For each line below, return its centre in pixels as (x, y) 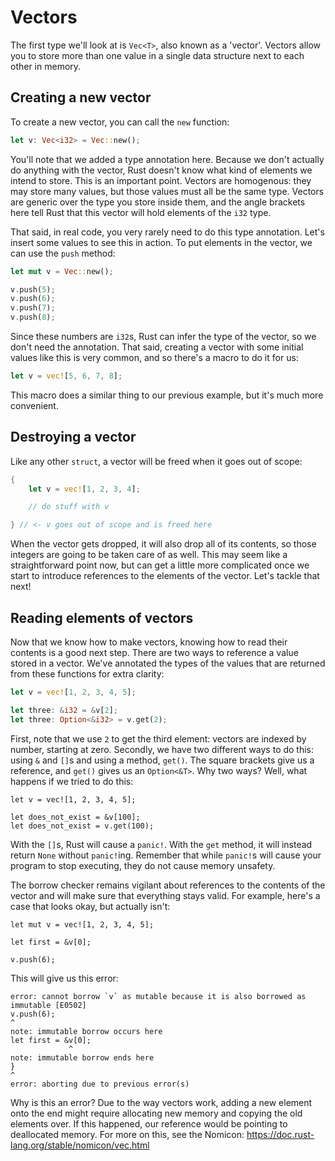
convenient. (34, 405)
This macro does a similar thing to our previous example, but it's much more (167, 395)
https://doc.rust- (280, 1134)
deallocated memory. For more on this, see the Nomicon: (127, 1134)
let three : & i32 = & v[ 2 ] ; (64, 710)
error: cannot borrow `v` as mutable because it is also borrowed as (158, 996)
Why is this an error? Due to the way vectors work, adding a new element (161, 1102)
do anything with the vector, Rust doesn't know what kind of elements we (161, 170)
